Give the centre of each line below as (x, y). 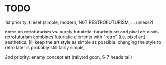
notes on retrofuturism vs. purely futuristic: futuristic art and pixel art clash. (82, 32)
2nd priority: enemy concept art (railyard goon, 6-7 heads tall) (69, 57)
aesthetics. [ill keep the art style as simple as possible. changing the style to (83, 42)
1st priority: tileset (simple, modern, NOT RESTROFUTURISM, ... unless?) (79, 22)
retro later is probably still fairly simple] (45, 47)
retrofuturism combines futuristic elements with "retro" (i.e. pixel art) (75, 37)
